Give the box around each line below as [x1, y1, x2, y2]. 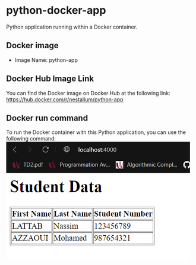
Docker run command [6, 113, 88, 123]
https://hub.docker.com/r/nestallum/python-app [6, 96, 124, 103]
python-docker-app [6, 4, 106, 17]
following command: [6, 135, 56, 142]
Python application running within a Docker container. [6, 23, 138, 30]
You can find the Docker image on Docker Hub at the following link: [6, 89, 170, 96]
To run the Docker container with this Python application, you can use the [6, 129, 186, 136]
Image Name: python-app [14, 56, 78, 63]
